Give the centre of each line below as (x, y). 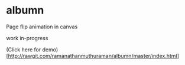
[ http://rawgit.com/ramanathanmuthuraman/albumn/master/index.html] (92, 56)
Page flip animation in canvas (42, 27)
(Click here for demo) (32, 49)
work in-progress (27, 38)
